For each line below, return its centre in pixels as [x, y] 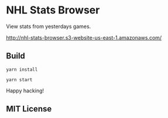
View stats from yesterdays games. [49, 26]
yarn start [19, 79]
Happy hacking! [25, 91]
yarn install [22, 70]
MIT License [29, 109]
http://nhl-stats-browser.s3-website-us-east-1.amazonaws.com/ [84, 37]
